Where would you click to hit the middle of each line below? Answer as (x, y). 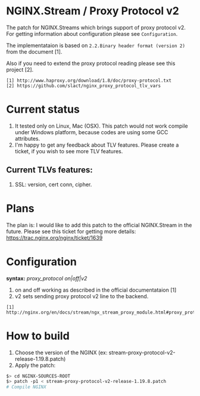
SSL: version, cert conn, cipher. (53, 184)
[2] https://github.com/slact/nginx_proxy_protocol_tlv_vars (84, 86)
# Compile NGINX (26, 387)
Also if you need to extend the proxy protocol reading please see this (91, 63)
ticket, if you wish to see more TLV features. (69, 151)
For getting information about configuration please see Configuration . (92, 33)
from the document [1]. (34, 51)
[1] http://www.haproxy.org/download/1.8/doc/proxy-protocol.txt (89, 81)
